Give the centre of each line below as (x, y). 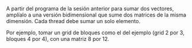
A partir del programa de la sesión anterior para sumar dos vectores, (90, 9)
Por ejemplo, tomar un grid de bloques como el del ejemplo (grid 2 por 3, (95, 33)
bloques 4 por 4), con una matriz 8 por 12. (58, 39)
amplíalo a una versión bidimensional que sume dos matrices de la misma (96, 15)
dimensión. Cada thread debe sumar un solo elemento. (73, 21)
